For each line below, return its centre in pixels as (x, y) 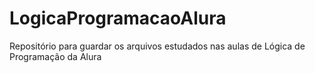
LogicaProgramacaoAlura (118, 18)
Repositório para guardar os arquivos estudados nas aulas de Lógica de (157, 46)
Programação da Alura (55, 56)
